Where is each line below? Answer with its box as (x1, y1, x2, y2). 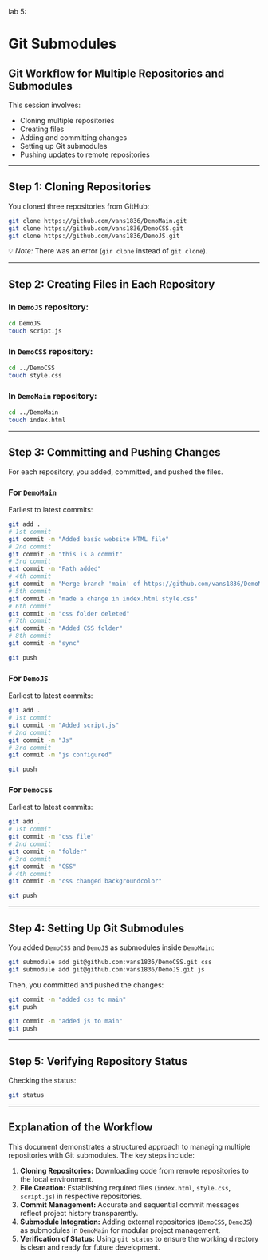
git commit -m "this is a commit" (8, 550, 124, 558)
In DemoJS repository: (8, 301, 89, 313)
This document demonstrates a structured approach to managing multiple (8, 1142, 251, 1151)
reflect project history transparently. (19, 1208, 139, 1218)
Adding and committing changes (19, 133, 128, 142)
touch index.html (8, 416, 66, 425)
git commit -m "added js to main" (8, 1017, 124, 1026)
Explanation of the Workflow (8, 1121, 153, 1134)
